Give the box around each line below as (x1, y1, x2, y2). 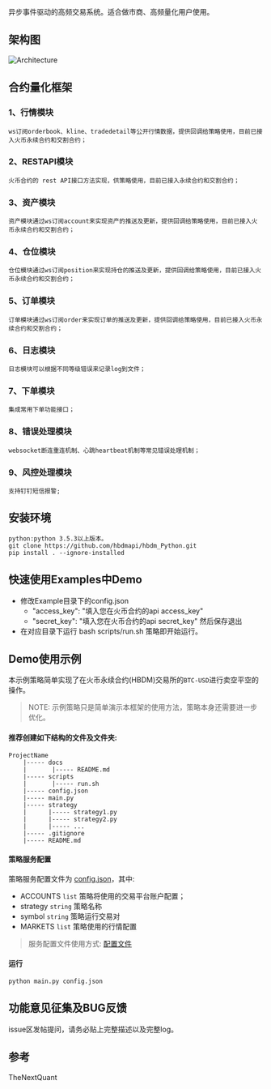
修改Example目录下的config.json (19, 596, 129, 605)
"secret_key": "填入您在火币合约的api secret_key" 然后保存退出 (32, 616, 243, 626)
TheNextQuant (8, 1072, 58, 1082)
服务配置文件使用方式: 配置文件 (28, 938, 132, 948)
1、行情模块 (8, 107, 54, 118)
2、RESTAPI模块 (8, 156, 74, 168)
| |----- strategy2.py (23, 815, 117, 823)
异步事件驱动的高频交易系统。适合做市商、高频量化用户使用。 (8, 7, 214, 16)
